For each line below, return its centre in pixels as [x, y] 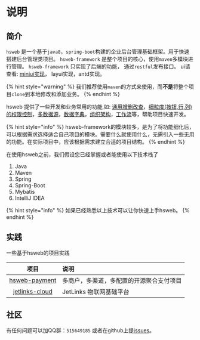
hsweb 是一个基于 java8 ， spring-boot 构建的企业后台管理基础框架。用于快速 [98, 52]
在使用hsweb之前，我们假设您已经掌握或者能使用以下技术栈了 [82, 154]
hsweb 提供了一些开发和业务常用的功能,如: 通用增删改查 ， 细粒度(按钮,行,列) [99, 107]
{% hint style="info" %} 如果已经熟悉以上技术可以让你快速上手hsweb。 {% [98, 210]
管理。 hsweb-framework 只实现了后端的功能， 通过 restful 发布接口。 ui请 [101, 67]
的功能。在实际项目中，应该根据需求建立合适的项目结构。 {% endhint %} [96, 142]
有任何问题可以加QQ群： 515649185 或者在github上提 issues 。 [81, 330]
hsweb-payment [33, 280]
